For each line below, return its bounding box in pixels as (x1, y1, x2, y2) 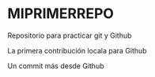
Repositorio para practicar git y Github (7, 31, 132, 40)
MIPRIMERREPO (7, 5, 114, 23)
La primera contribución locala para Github (7, 46, 147, 55)
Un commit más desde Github (7, 60, 104, 71)
